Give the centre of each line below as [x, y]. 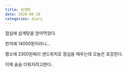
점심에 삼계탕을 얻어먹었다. [31, 33]
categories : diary [24, 19]
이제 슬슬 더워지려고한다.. [29, 65]
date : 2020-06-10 [23, 14]
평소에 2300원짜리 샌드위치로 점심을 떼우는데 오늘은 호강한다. [64, 54]
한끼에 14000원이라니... [28, 44]
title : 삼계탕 [18, 10]
